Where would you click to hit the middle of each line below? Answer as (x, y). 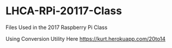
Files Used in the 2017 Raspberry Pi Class (57, 27)
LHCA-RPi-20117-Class (64, 11)
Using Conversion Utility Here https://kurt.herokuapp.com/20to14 (86, 39)
